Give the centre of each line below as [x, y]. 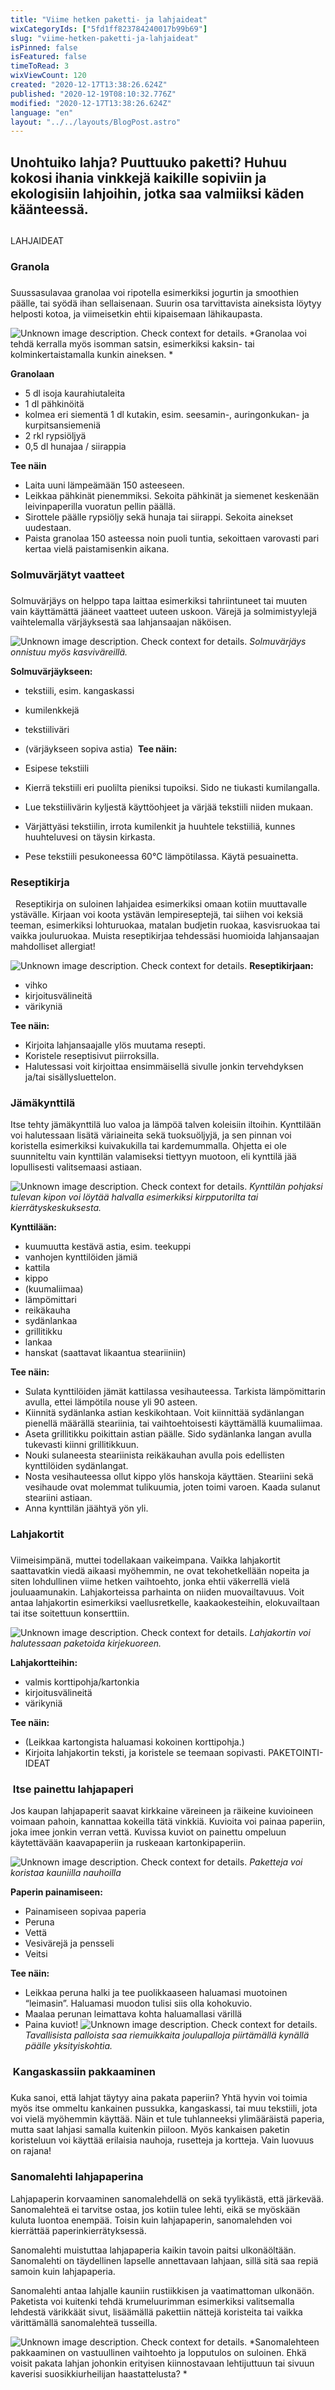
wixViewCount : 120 [48, 76]
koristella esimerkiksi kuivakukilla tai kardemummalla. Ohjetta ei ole [148, 1146]
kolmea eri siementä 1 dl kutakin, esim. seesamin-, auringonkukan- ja [167, 414]
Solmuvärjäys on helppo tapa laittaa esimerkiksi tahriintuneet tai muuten [159, 600]
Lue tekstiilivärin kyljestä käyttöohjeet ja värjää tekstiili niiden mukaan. [169, 807]
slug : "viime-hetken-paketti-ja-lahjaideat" [104, 38]
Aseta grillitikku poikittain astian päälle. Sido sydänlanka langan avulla [168, 1434]
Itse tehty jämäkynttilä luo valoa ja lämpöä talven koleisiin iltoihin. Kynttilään [166, 1125]
